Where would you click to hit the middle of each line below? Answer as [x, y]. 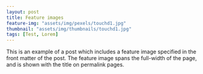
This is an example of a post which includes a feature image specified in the [101, 52]
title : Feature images [35, 18]
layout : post [23, 12]
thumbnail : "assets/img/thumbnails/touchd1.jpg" [69, 29]
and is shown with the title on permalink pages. [65, 65]
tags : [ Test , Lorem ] [33, 35]
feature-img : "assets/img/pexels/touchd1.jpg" [66, 23]
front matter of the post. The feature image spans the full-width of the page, [102, 58]
